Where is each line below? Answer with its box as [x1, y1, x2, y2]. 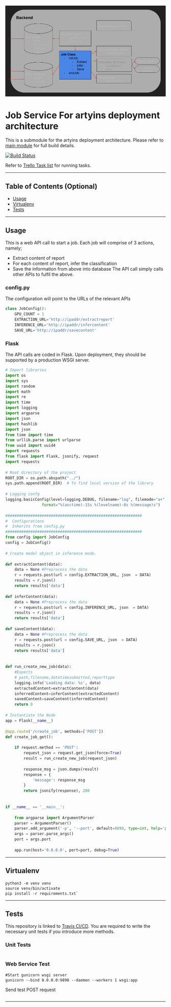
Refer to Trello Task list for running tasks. [5, 162, 92, 169]
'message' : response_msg [32, 777, 85, 782]
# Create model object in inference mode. [5, 551, 97, 556]
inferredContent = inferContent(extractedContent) [14, 691, 120, 696]
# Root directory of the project [5, 470, 76, 475]
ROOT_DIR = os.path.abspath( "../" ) [5, 475, 81, 481]
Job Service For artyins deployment [5, 109, 160, 121]
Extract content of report [12, 255, 65, 261]
